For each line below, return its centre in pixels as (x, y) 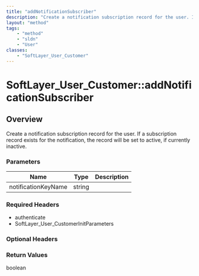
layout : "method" (28, 23)
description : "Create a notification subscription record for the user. (98, 17)
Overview (25, 119)
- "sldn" (28, 39)
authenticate (30, 217)
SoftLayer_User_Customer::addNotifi (99, 85)
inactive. (17, 146)
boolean (16, 268)
